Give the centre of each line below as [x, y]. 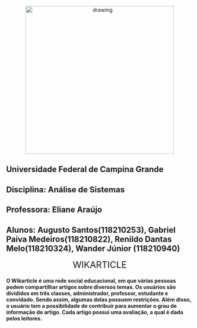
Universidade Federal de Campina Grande [85, 170]
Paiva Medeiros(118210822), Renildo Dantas [89, 239]
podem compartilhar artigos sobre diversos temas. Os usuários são [91, 287]
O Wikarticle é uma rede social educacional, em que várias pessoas [91, 281]
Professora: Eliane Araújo [54, 210]
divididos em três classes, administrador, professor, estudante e [87, 293]
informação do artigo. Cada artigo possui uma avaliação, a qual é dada [95, 312]
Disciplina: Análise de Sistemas [66, 189]
